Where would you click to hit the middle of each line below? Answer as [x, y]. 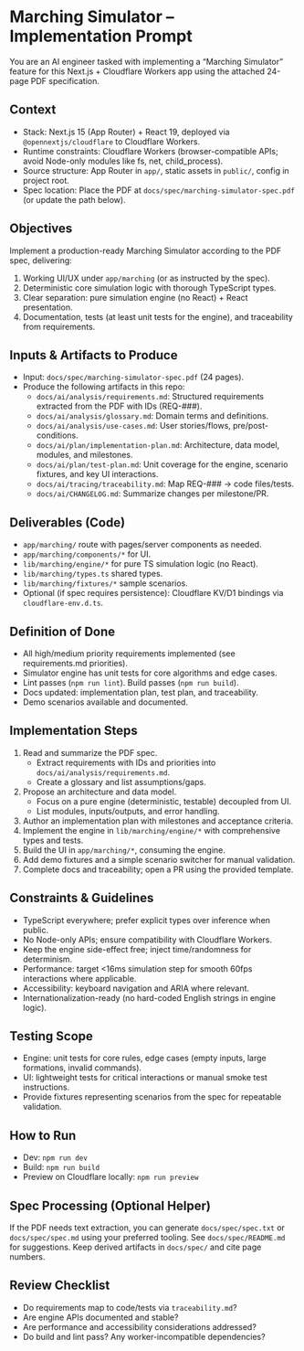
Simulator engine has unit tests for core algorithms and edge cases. [150, 673]
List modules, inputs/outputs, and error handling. [128, 811]
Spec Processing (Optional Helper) [110, 1205]
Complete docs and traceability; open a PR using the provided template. [158, 869]
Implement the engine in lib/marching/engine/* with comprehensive [152, 830]
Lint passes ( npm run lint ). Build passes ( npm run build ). [131, 682]
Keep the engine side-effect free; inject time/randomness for [137, 949]
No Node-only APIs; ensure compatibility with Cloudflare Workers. [147, 940]
